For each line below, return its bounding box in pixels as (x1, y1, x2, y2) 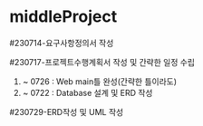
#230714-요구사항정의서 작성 (9, 37, 114, 48)
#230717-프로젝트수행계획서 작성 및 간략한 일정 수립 (9, 56, 195, 67)
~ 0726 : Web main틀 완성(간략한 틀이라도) (22, 75, 178, 87)
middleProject (9, 6, 118, 27)
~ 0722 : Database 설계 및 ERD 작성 (22, 87, 153, 98)
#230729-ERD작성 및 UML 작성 (9, 106, 124, 117)
